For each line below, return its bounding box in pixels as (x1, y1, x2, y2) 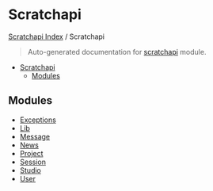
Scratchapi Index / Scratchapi (8, 32, 105, 41)
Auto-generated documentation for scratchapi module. (27, 47, 207, 56)
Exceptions (19, 115, 57, 124)
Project (19, 148, 44, 158)
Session (19, 157, 46, 166)
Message (19, 132, 50, 141)
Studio (19, 165, 41, 175)
